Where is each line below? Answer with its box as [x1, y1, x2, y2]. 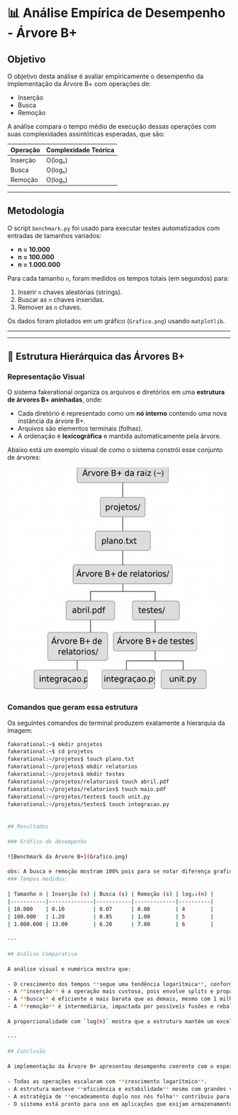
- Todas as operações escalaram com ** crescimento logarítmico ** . [7, 1077, 208, 1085]
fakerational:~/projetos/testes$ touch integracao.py [7, 800, 170, 808]
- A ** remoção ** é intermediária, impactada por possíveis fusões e [7, 1003, 214, 1011]
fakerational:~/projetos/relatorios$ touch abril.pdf [7, 778, 170, 785]
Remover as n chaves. [17, 303, 82, 311]
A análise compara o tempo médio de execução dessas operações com [7, 122, 217, 131]
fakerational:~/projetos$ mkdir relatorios [7, 763, 138, 770]
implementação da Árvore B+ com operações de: [7, 80, 151, 88]
